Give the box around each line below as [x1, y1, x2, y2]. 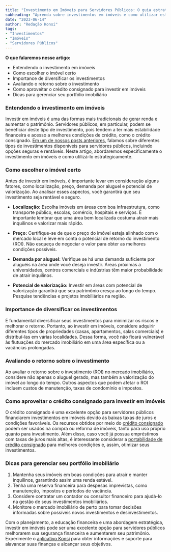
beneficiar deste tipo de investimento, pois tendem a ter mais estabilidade [5, 127, 160, 133]
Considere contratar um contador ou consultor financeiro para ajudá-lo [12, 493, 162, 499]
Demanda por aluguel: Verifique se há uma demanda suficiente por [12, 256, 155, 262]
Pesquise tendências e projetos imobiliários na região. [12, 293, 126, 299]
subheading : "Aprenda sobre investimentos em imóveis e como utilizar [5, 12, 158, 17]
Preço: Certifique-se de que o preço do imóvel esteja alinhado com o [12, 230, 158, 236]
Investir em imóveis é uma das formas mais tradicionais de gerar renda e [5, 116, 158, 122]
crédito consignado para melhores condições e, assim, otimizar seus [5, 441, 150, 448]
